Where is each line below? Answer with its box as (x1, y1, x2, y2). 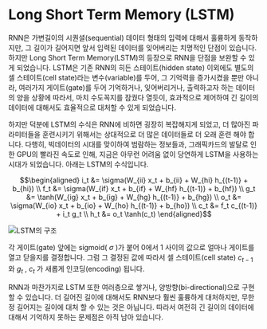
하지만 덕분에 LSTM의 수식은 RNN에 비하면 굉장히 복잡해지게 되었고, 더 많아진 (8, 119, 251, 129)
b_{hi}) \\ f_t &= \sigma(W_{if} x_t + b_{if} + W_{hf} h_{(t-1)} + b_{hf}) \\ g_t (12, 183, 256, 193)
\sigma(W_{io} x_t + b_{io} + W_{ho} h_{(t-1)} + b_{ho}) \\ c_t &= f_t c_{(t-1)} (10, 201, 257, 210)
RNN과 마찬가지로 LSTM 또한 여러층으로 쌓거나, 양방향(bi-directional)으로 (8, 282, 241, 292)
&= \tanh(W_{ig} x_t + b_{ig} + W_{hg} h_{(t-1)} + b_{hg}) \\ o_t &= (26, 192, 241, 202)
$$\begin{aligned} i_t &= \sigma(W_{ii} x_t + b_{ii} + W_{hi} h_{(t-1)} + (19, 175, 249, 185)
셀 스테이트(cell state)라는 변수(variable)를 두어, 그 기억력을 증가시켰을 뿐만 (8, 72, 245, 82)
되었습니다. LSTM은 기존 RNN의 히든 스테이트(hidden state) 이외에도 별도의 (16, 62, 254, 72)
